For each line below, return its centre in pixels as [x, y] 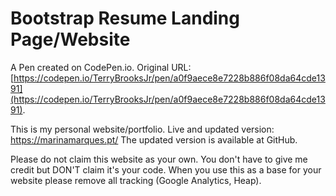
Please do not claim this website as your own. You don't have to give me [159, 159]
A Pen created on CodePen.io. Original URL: [101, 67]
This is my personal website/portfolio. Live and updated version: [142, 129]
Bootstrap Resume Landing [125, 18]
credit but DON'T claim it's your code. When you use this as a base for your [166, 169]
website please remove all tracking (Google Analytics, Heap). [136, 180]
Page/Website [70, 39]
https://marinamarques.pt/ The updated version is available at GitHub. [154, 139]
